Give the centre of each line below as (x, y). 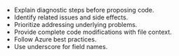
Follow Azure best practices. (55, 39)
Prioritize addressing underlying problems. (75, 25)
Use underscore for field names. (61, 47)
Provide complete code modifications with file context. (93, 32)
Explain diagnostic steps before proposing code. (84, 10)
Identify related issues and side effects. (71, 17)
